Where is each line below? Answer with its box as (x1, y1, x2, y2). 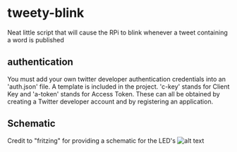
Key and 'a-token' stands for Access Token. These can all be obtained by (7, 89, 220, 98)
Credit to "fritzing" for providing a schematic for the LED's (7, 136, 176, 145)
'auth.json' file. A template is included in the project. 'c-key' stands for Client (7, 82, 230, 91)
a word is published (7, 35, 65, 44)
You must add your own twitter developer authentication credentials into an (7, 75, 226, 83)
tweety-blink (7, 5, 85, 21)
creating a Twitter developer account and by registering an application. (7, 97, 214, 106)
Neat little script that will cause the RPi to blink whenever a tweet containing (7, 28, 228, 37)
